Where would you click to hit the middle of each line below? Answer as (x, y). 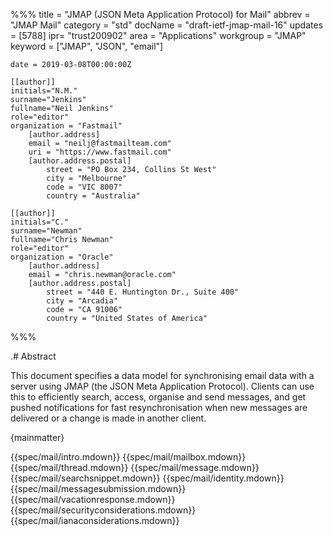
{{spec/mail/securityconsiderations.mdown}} (103, 510)
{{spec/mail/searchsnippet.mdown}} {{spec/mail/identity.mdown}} (147, 478)
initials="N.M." (44, 91)
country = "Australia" (93, 196)
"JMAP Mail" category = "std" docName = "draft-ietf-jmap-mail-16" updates (167, 25)
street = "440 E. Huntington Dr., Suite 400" (143, 292)
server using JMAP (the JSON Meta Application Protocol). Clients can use (162, 386)
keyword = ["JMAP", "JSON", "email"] (87, 46)
